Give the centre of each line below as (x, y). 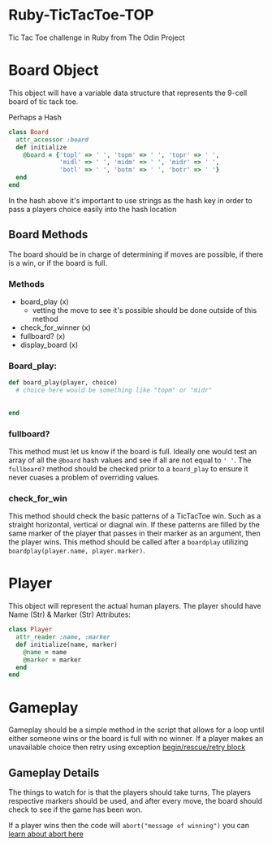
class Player (30, 630)
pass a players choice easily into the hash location (93, 209)
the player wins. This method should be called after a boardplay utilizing (129, 542)
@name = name (45, 652)
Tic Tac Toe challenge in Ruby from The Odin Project (97, 37)
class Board (28, 132)
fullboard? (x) (43, 336)
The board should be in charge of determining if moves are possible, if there (136, 254)
